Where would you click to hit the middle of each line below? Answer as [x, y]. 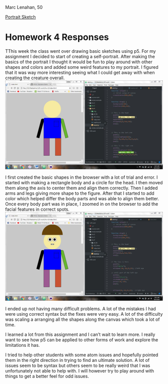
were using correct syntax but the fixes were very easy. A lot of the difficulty [84, 314]
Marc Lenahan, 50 [24, 7]
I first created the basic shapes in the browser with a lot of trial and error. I [81, 177]
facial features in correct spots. [37, 209]
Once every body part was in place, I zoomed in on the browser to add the [82, 204]
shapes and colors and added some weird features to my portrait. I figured [82, 67]
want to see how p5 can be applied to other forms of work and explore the [82, 340]
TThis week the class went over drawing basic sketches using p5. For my [80, 51]
